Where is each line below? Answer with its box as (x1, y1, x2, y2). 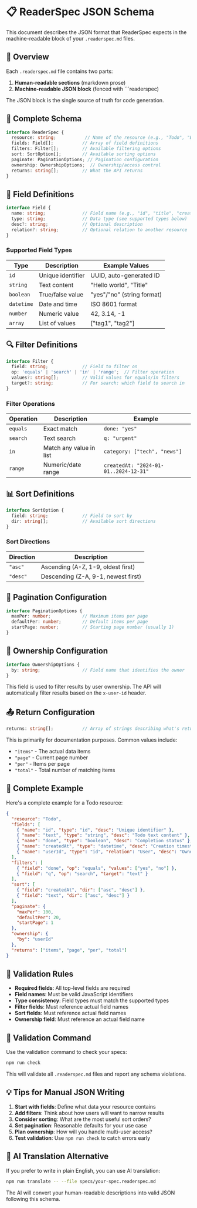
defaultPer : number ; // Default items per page (11, 619, 148, 625)
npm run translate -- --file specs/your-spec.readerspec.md (6, 1178, 157, 1184)
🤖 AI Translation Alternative (6, 1152, 109, 1162)
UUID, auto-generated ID (90, 271, 160, 279)
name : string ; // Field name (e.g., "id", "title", (11, 211, 175, 216)
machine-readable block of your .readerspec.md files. (6, 35, 135, 42)
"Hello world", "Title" (90, 281, 148, 289)
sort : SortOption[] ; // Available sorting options (11, 151, 157, 157)
